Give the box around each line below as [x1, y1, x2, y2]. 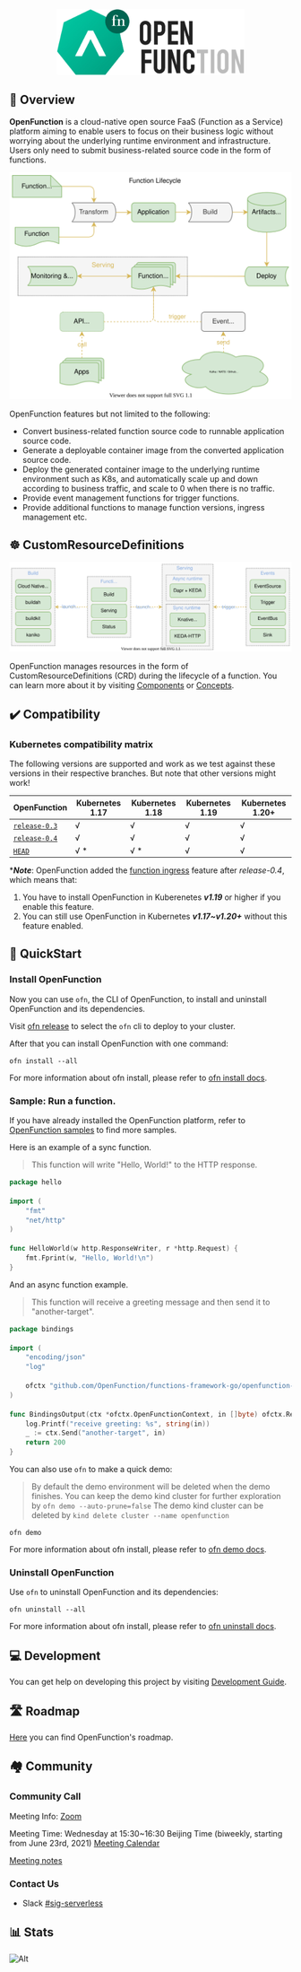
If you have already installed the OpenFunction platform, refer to [9, 1115, 246, 1126]
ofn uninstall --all [9, 1605, 87, 1614]
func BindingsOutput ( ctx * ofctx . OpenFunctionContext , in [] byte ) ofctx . [9, 1409, 287, 1418]
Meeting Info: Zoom [9, 1811, 82, 1821]
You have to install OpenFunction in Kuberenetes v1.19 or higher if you [21, 892, 281, 903]
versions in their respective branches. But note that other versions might [9, 768, 276, 779]
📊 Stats [9, 1924, 55, 1941]
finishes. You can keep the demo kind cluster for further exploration [30, 1491, 281, 1502]
